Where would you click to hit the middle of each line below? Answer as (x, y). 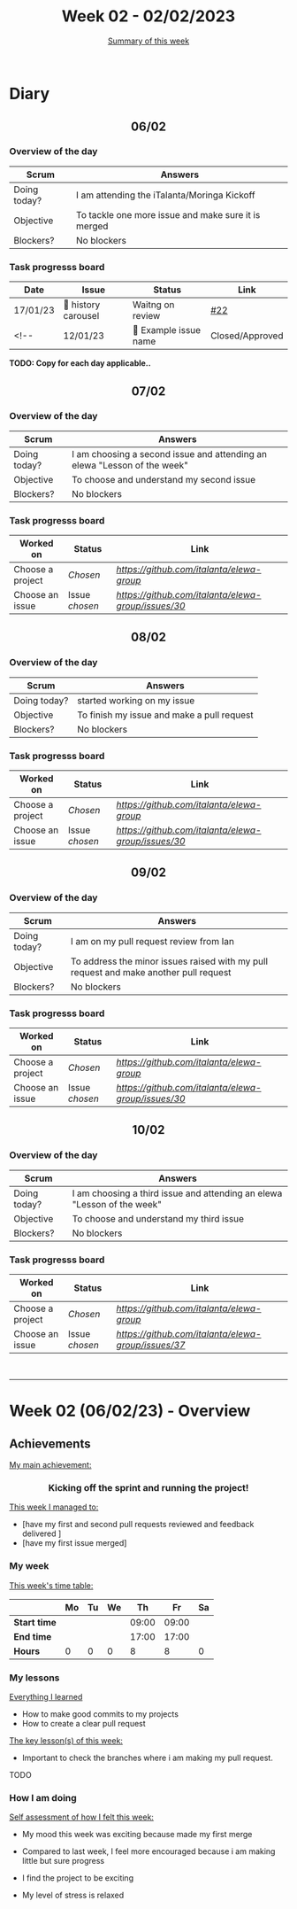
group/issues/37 (151, 1346)
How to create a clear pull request (84, 1723)
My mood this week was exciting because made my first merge (137, 1835)
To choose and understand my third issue (158, 1218)
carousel (81, 316)
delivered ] (42, 1533)
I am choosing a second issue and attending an (170, 454)
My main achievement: (50, 1465)
